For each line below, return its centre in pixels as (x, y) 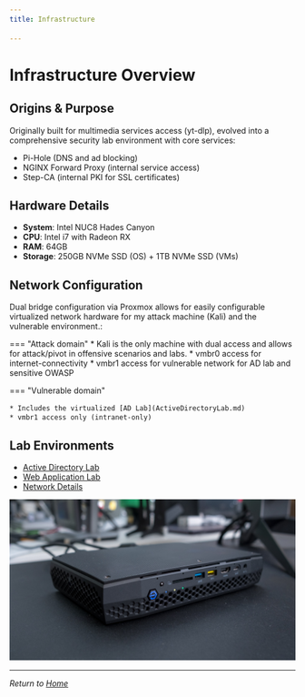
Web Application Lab (62, 477)
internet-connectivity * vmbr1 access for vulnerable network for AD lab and (150, 363)
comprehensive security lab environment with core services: (123, 140)
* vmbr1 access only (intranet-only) (81, 418)
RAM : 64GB (45, 247)
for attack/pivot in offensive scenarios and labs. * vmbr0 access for (135, 354)
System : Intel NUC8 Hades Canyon (89, 227)
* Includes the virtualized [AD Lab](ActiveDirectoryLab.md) (128, 409)
